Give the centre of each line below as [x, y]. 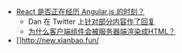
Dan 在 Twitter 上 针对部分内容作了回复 [91, 21]
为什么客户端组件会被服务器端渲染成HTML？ [101, 31]
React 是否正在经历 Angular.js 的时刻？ [80, 11]
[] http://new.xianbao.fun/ [57, 40]
